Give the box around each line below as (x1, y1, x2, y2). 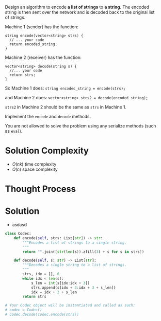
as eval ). (5, 128, 23, 134)
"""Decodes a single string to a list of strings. (22, 263, 127, 267)
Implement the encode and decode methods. (5, 114, 91, 119)
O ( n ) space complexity (12, 166, 58, 172)
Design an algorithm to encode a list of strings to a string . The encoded (5, 4, 149, 10)
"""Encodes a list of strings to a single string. (22, 240, 127, 245)
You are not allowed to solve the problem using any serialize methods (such (5, 123, 156, 128)
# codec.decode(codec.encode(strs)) (5, 312, 79, 317)
